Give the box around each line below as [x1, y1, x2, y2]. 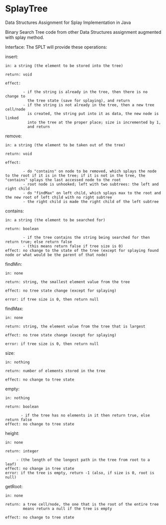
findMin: [5, 261, 22, 267]
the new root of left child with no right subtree [5, 195, 112, 200]
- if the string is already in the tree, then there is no [23, 89, 148, 95]
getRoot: [5, 483, 23, 489]
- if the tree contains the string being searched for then [23, 235, 150, 240]
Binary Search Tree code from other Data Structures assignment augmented [5, 29, 162, 35]
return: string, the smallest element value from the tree [5, 279, 130, 284]
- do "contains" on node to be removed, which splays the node [23, 169, 157, 174]
